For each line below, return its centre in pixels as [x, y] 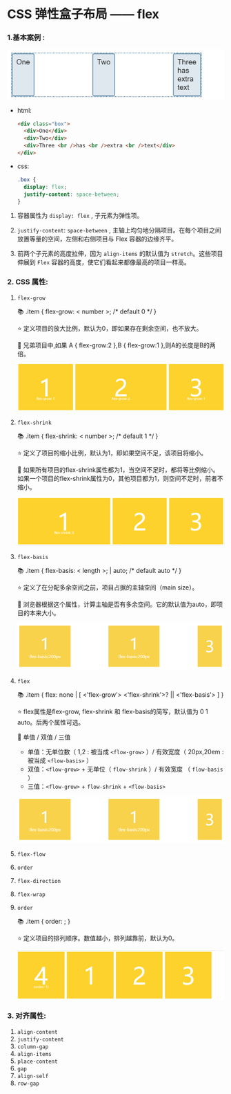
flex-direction [39, 882]
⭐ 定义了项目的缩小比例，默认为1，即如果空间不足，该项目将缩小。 [112, 453]
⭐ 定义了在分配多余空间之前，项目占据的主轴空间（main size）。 [108, 587]
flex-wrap [31, 895]
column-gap [33, 1047]
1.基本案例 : [26, 37]
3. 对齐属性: [27, 1016]
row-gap [28, 1084]
